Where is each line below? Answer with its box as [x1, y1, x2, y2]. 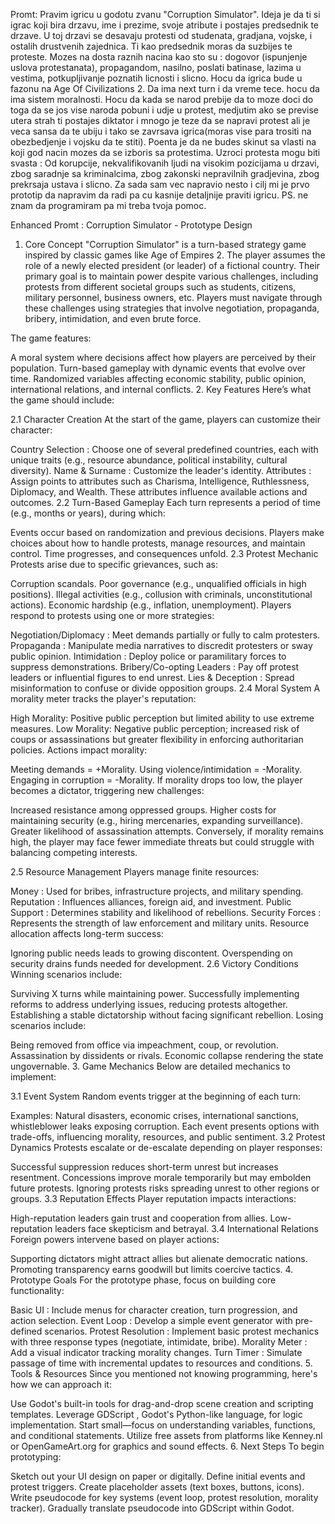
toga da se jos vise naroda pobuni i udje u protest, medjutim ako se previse [10, 104, 319, 116]
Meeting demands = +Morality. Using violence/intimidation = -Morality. [10, 764, 302, 775]
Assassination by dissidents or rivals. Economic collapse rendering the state [10, 1050, 324, 1061]
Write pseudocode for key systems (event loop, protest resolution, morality [10, 1492, 319, 1503]
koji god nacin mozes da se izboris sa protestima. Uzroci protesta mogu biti [10, 147, 321, 158]
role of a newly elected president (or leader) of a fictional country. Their [24, 260, 321, 271]
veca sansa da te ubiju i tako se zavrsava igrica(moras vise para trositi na [10, 125, 312, 137]
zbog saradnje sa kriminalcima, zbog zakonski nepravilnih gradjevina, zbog [10, 168, 320, 179]
